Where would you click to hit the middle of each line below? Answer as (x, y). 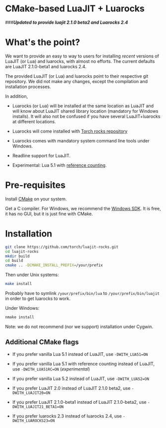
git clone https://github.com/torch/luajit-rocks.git (62, 247)
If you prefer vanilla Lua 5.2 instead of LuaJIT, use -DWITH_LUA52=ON (81, 379)
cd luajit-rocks (22, 251)
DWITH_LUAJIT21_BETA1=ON (38, 407)
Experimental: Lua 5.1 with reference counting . (59, 165)
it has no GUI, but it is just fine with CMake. (49, 214)
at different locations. (34, 121)
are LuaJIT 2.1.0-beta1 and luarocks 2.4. (46, 66)
